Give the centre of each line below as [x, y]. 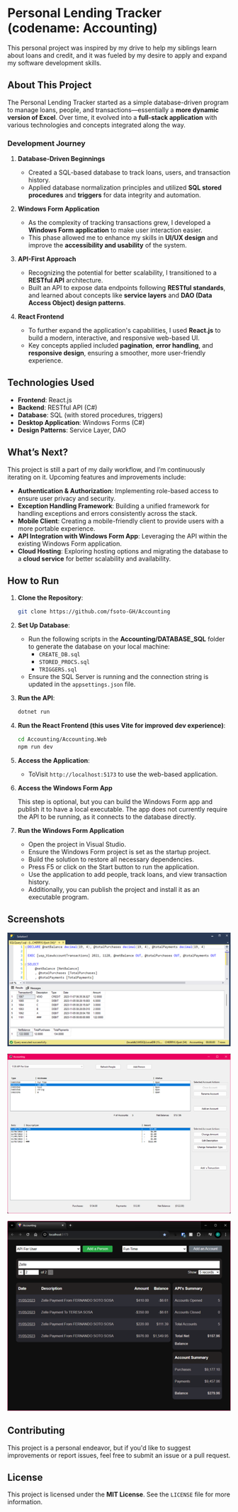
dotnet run [34, 712]
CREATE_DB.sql [59, 655]
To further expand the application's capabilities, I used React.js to [124, 331]
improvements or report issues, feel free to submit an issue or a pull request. [119, 1455]
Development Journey [47, 143]
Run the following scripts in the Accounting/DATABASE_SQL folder [126, 639]
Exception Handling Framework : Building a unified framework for [114, 506]
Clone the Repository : [50, 598]
